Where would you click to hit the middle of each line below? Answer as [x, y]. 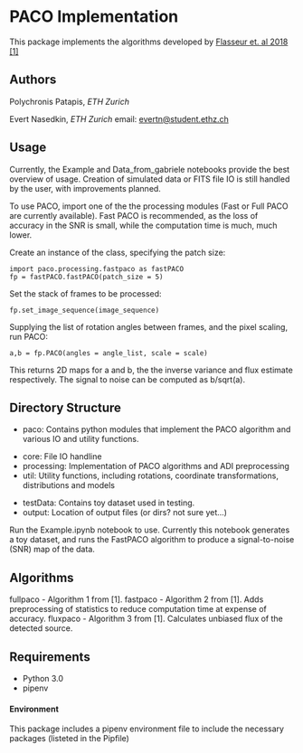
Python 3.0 [43, 678]
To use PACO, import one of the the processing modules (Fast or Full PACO [149, 206]
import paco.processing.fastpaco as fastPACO [96, 268]
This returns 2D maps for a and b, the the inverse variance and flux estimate [151, 370]
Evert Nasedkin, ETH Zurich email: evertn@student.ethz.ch [119, 118]
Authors [33, 80]
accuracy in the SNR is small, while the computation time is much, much [143, 225]
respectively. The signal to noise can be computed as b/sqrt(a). [128, 379]
